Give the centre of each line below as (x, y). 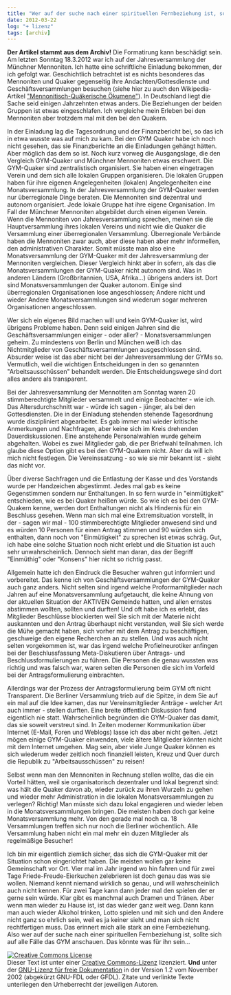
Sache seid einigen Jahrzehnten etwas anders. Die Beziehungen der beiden (114, 103)
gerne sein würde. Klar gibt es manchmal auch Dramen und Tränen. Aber (111, 898)
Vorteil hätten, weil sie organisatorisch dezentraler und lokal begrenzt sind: (113, 782)
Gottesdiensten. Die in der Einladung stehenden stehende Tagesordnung (110, 415)
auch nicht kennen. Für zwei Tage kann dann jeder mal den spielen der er (111, 891)
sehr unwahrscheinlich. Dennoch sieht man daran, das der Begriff (100, 552)
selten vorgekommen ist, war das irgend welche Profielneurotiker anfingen (113, 646)
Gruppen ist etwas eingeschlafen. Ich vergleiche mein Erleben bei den (107, 111)
